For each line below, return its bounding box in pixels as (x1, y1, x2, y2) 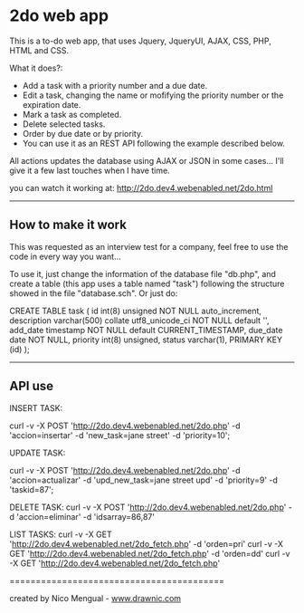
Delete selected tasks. (22, 119, 106, 129)
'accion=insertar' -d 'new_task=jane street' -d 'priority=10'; (9, 429, 231, 440)
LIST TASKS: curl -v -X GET (9, 529, 112, 540)
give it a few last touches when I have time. (9, 165, 170, 176)
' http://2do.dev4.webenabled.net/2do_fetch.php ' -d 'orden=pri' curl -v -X (9, 538, 283, 549)
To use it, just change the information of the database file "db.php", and (9, 268, 276, 279)
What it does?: (9, 62, 63, 73)
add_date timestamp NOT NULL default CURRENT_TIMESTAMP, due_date (9, 324, 283, 335)
